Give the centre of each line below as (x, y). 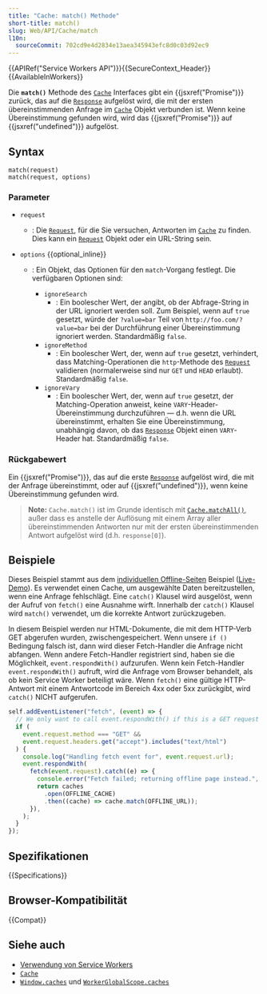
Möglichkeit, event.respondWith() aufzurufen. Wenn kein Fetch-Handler (127, 663)
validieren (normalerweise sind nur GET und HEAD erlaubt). (149, 370)
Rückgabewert (37, 459)
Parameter (29, 197)
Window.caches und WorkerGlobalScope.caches (94, 981)
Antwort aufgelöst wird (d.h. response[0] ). (97, 535)
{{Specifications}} (38, 875)
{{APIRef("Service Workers (53, 68)
